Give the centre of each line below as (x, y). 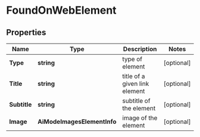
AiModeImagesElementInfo (77, 122)
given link (136, 84)
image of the (140, 118)
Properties (26, 32)
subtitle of (136, 101)
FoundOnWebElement (62, 10)
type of (132, 59)
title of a (134, 76)
